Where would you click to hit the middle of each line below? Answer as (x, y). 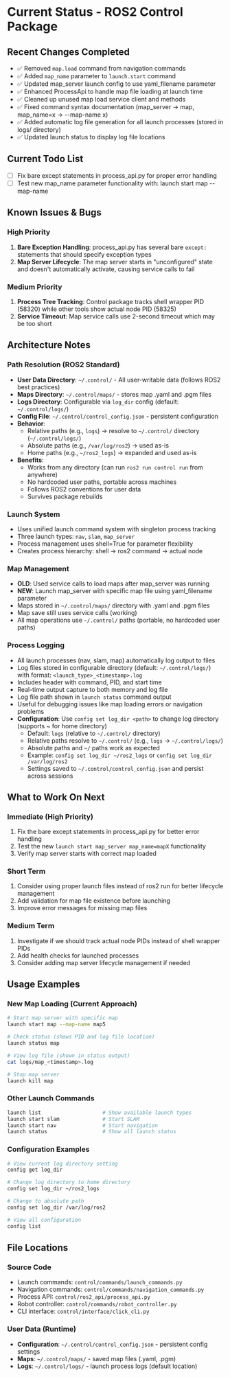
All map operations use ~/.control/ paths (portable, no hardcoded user (118, 620)
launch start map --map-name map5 (57, 1025)
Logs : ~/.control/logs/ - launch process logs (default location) (107, 1366)
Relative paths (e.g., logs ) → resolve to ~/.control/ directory (113, 430)
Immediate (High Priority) (50, 816)
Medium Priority (35, 287)
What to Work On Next (56, 797)
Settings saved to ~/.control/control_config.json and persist (115, 768)
